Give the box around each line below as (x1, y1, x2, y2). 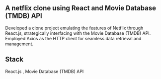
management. (5, 41, 34, 47)
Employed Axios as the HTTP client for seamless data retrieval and (5, 35, 142, 41)
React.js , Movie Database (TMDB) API (5, 68, 84, 74)
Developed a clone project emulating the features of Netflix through (5, 25, 144, 31)
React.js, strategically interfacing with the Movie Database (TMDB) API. (5, 30, 151, 36)
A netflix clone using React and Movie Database (5, 4, 157, 12)
